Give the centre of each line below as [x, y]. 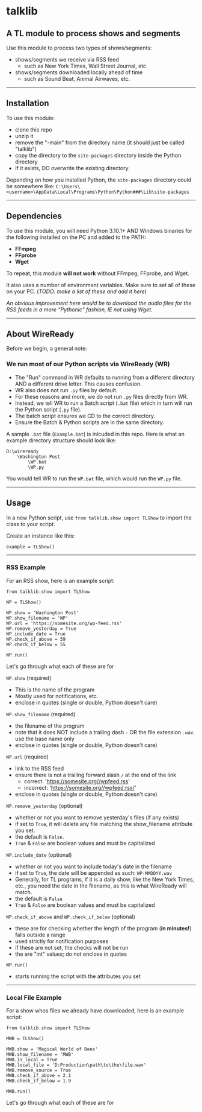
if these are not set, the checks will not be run [72, 947]
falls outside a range [40, 935]
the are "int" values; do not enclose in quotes [71, 954]
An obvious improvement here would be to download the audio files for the [99, 303]
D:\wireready [23, 451]
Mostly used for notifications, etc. [57, 696]
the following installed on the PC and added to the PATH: [76, 237]
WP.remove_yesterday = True [41, 629]
